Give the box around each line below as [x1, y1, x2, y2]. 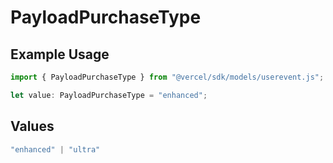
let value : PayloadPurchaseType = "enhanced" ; [10, 90, 208, 100]
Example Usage [10, 46, 110, 63]
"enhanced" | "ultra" [10, 144, 101, 155]
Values [10, 118, 55, 135]
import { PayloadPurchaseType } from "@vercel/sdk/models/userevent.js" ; [10, 72, 325, 82]
